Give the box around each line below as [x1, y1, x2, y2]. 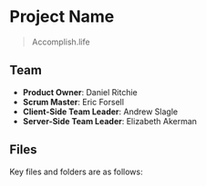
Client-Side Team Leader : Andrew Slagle [22, 106, 179, 117]
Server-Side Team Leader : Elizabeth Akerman [22, 115, 198, 126]
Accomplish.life [31, 36, 90, 47]
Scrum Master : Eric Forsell [22, 96, 125, 107]
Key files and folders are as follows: [9, 166, 143, 177]
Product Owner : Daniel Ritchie [22, 86, 139, 97]
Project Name [9, 6, 115, 27]
